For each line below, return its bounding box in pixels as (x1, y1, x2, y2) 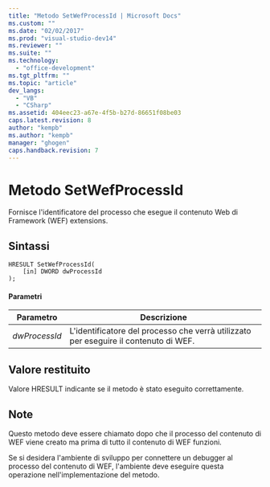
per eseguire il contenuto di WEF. (69, 335, 195, 346)
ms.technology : (8, 57, 59, 65)
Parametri (8, 291, 43, 301)
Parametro (16, 312, 58, 323)
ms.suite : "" (8, 49, 52, 57)
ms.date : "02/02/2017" (8, 27, 84, 35)
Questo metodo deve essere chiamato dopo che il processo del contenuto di (8, 428, 262, 438)
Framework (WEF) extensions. (8, 216, 108, 226)
